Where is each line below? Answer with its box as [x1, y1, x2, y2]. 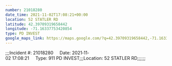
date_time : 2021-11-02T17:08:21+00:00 [5, 12, 88, 17]
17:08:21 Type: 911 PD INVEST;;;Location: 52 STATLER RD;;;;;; [12, 55, 146, 61]
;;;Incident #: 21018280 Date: [5, 49, 71, 56]
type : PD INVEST [5, 31, 40, 36]
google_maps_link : [5, 36, 45, 41]
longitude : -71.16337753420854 [5, 26, 72, 31]
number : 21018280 [5, 7, 42, 13]
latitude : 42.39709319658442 [5, 21, 68, 27]
